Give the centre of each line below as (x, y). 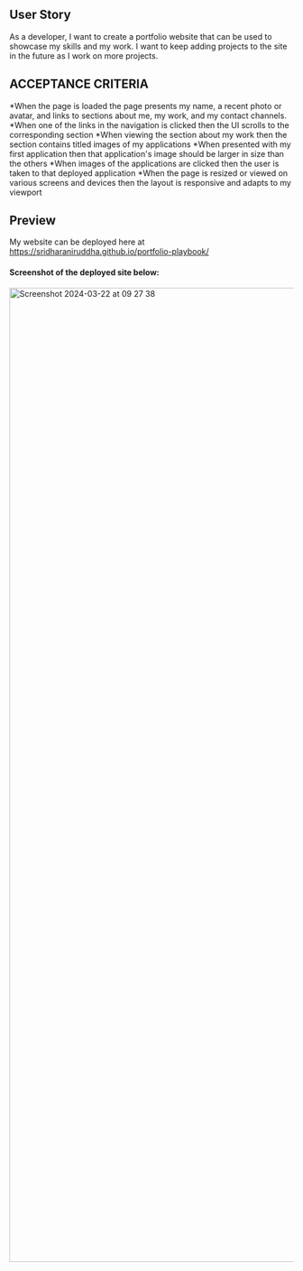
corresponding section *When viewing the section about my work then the (148, 134)
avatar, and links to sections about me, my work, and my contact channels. (148, 115)
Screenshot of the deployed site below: (84, 272)
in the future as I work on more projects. (84, 55)
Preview (33, 221)
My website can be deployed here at (77, 242)
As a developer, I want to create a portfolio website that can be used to (141, 36)
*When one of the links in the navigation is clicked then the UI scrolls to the (150, 124)
